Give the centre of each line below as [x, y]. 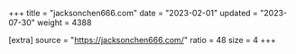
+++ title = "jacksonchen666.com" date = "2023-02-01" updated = [134, 13]
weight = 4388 [64, 22]
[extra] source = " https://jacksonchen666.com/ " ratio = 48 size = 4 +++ [143, 40]
